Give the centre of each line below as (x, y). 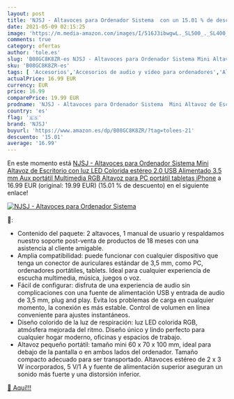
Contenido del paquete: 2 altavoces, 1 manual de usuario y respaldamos (120, 234)
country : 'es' (28, 111)
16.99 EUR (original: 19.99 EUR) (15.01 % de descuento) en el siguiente (108, 186)
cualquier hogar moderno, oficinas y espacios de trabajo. (100, 337)
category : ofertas (34, 46)
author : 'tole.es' (34, 53)
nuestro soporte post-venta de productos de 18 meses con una (108, 241)
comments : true (29, 40)
